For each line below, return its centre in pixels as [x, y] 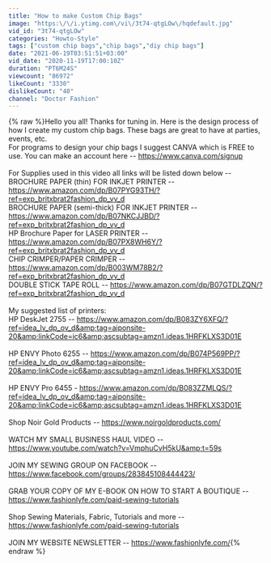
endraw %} [27, 552]
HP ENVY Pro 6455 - [43, 388]
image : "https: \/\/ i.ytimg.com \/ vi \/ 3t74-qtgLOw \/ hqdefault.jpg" [121, 23]
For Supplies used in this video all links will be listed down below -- [120, 173]
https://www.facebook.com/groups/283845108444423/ [102, 474]
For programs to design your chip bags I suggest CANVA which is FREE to [131, 147]
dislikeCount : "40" [41, 91]
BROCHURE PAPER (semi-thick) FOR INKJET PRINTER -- [103, 208]
